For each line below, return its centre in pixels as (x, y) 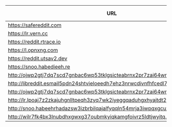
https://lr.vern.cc (28, 34)
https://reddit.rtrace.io (34, 42)
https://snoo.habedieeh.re (39, 67)
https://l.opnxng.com (33, 50)
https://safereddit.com (35, 25)
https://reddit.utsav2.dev (38, 58)
